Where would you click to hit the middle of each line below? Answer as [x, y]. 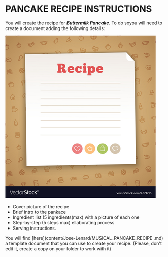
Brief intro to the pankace [39, 212]
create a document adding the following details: [55, 28]
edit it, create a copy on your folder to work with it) [58, 249]
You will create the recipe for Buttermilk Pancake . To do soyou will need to [84, 23]
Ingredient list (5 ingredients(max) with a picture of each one [76, 217]
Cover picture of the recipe [41, 206]
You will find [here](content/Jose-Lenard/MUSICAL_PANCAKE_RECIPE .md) [84, 238]
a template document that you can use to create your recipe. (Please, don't [84, 243]
